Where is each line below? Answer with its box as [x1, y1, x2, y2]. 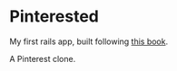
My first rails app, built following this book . [9, 36, 169, 47]
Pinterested [9, 6, 100, 27]
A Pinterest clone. [9, 53, 76, 64]
